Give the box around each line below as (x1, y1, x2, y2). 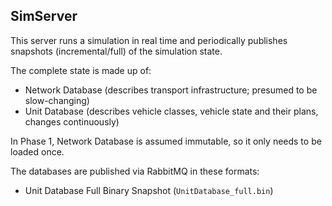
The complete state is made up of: (10, 64, 152, 76)
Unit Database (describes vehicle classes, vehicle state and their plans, (24, 105, 319, 117)
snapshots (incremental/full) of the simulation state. (10, 45, 223, 57)
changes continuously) (24, 115, 120, 128)
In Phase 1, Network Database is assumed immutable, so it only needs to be (10, 135, 322, 147)
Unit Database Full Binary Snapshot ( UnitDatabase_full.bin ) (24, 184, 274, 196)
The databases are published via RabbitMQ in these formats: (10, 165, 260, 177)
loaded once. (10, 145, 65, 158)
